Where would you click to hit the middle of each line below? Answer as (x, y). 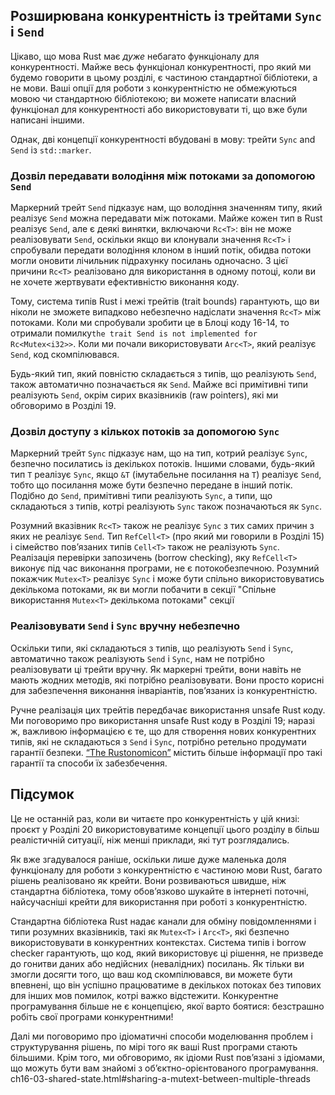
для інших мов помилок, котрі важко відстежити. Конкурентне (144, 995)
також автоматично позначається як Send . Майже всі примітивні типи (159, 385)
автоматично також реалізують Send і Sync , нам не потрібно (137, 658)
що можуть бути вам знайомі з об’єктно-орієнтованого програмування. (164, 1068)
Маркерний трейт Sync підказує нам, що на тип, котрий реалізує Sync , (159, 453)
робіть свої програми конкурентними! (92, 1016)
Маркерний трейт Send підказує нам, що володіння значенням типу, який (166, 208)
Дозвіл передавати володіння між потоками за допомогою (163, 176)
